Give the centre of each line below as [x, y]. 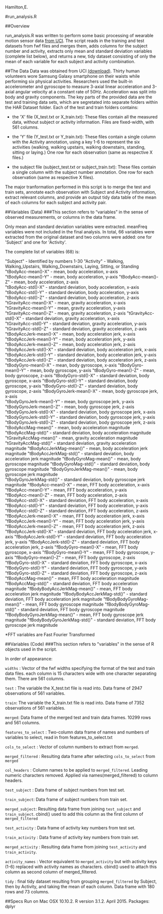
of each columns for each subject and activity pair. [56, 202]
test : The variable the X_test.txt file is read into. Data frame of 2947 [74, 688]
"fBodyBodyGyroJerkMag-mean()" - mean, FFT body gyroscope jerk [74, 615]
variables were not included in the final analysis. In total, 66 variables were [80, 232]
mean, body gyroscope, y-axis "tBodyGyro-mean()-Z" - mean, [93, 370]
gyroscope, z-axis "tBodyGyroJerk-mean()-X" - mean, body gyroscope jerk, [82, 391]
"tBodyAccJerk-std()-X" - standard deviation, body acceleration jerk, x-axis [81, 350]
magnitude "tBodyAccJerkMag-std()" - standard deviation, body [70, 454]
